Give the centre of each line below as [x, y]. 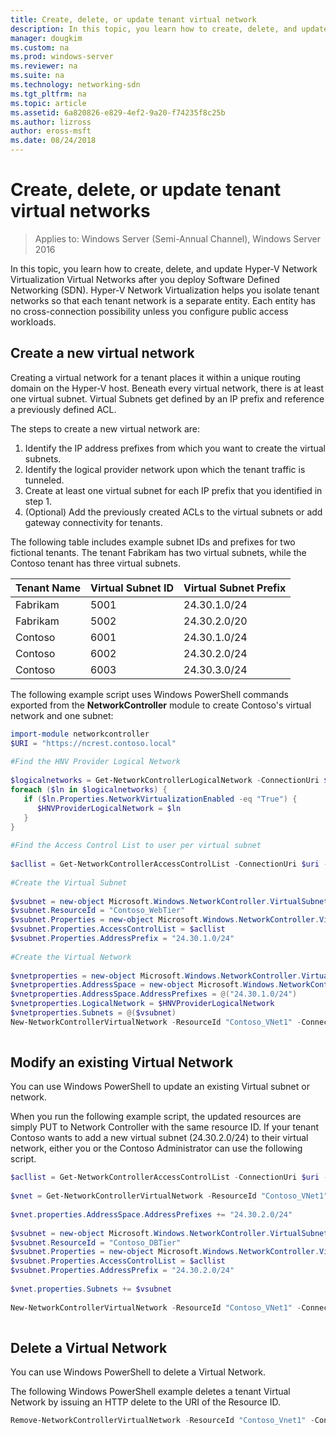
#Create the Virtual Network [71, 957]
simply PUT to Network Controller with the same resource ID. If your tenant [165, 1127]
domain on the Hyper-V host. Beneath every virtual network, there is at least [167, 388]
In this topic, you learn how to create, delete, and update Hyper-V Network [164, 268]
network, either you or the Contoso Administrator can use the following [156, 1148]
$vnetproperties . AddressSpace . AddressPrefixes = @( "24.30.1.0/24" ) [154, 994]
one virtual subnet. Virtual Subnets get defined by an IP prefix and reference [167, 398]
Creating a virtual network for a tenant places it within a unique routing [156, 377]
